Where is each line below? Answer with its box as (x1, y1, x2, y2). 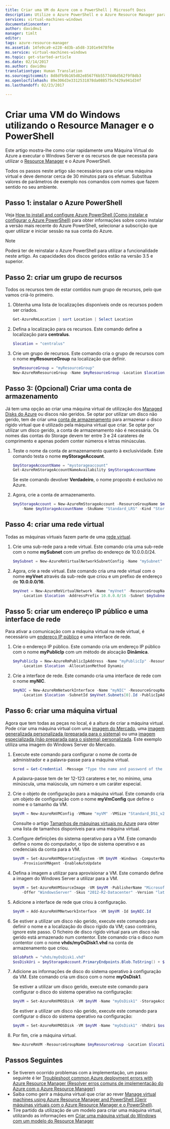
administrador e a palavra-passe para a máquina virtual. (12, 757, 130, 763)
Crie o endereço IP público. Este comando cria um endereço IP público (12, 644, 161, 650)
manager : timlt (5, 31, 37, 36)
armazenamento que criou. (12, 945, 69, 951)
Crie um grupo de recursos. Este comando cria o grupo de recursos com (12, 350, 164, 356)
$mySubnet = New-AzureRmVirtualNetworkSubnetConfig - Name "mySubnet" (12, 559, 163, 564)
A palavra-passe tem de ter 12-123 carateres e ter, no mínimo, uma (12, 775, 152, 782)
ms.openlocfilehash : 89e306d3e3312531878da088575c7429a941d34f (5, 78, 142, 83)
